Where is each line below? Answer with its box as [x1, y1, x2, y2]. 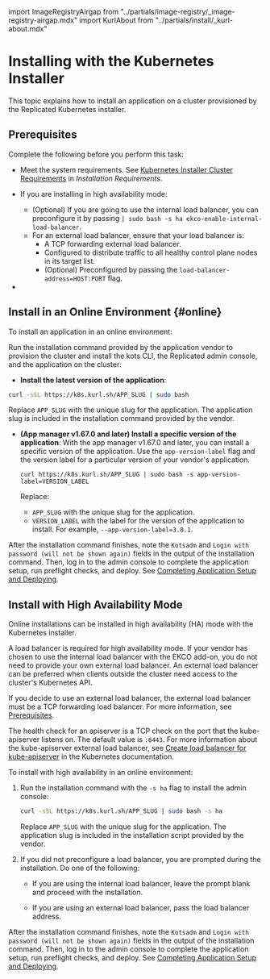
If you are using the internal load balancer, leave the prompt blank [31, 879, 251, 889]
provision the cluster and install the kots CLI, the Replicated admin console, [8, 351, 258, 360]
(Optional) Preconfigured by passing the [44, 265, 178, 274]
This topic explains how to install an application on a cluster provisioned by [8, 96, 257, 106]
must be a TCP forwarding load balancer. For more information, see [8, 702, 232, 712]
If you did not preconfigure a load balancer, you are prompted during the [19, 855, 261, 864]
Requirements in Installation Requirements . [19, 173, 163, 183]
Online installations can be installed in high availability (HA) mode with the [8, 619, 254, 629]
